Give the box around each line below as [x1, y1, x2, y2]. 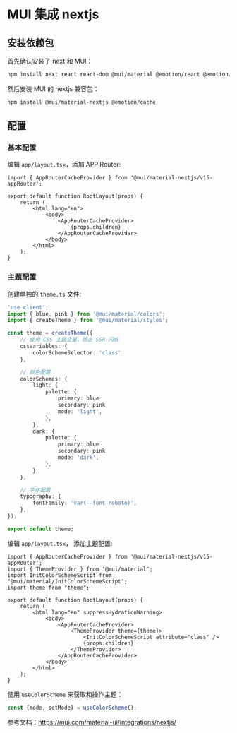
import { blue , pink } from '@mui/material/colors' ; [7, 310, 166, 318]
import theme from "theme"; [7, 584, 90, 591]
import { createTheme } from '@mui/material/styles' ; [7, 317, 169, 324]
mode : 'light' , [57, 407, 102, 415]
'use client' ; [7, 304, 49, 311]
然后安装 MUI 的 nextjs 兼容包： [7, 84, 100, 93]
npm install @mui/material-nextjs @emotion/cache [7, 98, 157, 106]
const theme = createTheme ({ [7, 330, 93, 337]
